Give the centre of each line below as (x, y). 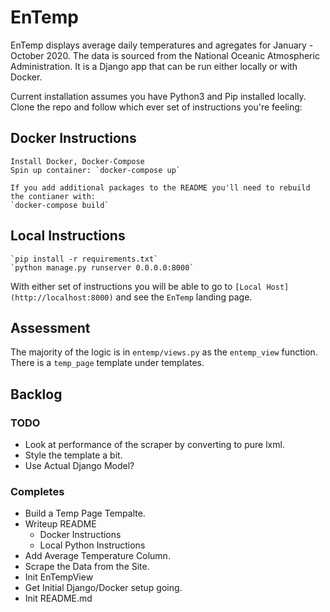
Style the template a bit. (73, 455)
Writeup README (60, 524)
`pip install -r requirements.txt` (84, 259)
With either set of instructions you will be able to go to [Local (136, 286)
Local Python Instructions (92, 545)
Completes (37, 491)
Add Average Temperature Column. (97, 556)
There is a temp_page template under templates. (107, 363)
